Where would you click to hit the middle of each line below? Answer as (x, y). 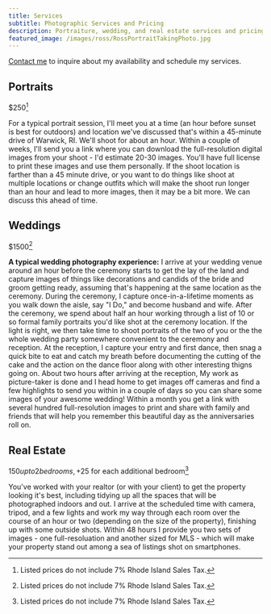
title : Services (35, 16)
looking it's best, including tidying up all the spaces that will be (113, 495)
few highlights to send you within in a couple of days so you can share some (135, 391)
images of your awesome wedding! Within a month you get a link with (124, 399)
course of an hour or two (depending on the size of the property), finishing (132, 520)
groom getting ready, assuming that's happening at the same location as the (135, 288)
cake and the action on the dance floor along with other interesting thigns (130, 365)
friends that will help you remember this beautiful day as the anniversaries (131, 416)
